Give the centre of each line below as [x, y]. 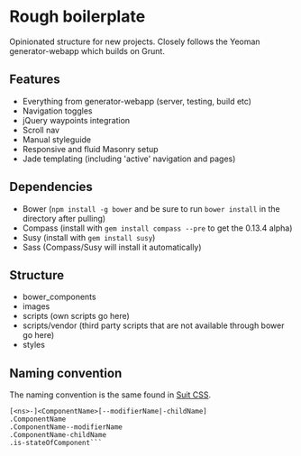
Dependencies [51, 187]
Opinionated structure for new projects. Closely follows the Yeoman [135, 41]
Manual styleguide [57, 139]
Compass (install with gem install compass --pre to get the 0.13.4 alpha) [157, 228]
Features [35, 80]
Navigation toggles [57, 111]
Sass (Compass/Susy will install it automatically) [112, 247]
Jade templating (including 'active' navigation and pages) [129, 159]
